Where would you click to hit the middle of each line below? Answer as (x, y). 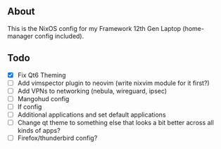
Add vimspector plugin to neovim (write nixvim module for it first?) (113, 83)
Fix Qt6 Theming (42, 75)
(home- (193, 28)
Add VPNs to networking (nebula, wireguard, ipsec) (92, 91)
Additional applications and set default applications (92, 115)
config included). (59, 36)
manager (20, 36)
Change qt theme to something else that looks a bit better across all (116, 123)
